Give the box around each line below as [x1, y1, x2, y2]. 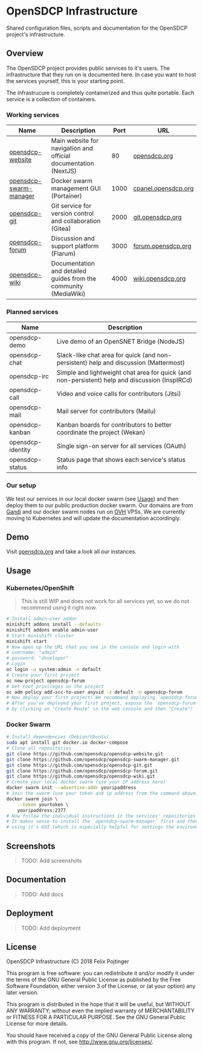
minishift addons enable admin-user [6, 627, 98, 633]
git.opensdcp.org [133, 213, 182, 222]
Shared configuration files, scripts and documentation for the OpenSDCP [6, 24, 188, 32]
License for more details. [6, 1020, 68, 1027]
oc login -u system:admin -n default [6, 667, 101, 673]
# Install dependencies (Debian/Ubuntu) [6, 734, 110, 740]
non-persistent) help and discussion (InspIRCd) [56, 376, 193, 384]
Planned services [6, 307, 59, 316]
